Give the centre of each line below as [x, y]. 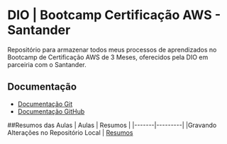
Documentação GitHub [51, 111]
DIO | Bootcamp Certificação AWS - [114, 15]
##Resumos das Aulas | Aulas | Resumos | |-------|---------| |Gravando [112, 125]
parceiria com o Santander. [47, 64]
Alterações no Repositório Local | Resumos [70, 132]
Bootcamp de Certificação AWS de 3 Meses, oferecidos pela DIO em [108, 57]
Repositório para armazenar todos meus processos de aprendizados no [112, 49]
